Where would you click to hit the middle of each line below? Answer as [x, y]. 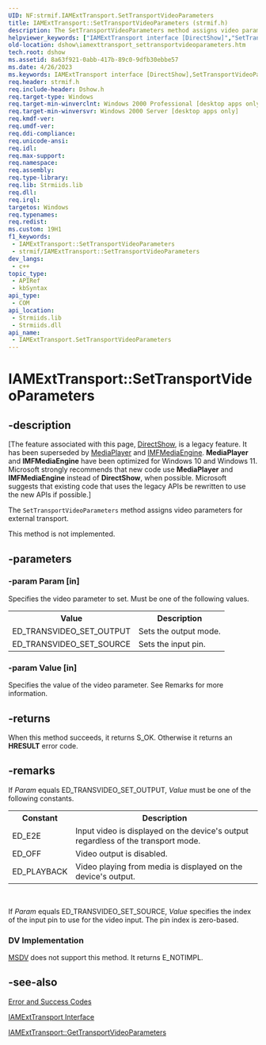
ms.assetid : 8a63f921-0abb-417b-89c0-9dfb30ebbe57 [93, 60]
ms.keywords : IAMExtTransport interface [76, 75]
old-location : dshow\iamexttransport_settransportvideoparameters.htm [127, 45]
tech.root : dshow [37, 52]
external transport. [38, 519]
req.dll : [23, 192]
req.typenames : [33, 215]
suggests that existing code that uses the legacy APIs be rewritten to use [127, 486]
